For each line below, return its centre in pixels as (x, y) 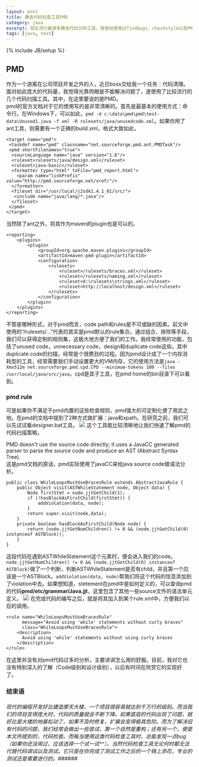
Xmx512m (16, 367)
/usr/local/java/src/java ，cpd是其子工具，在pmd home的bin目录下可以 (95, 374)
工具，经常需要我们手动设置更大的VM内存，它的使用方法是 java (98, 361)
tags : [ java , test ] (30, 34)
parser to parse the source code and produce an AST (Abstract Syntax (92, 451)
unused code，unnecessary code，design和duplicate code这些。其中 (102, 346)
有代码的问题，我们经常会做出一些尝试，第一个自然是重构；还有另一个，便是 (99, 729)
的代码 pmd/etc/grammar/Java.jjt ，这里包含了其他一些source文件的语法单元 (99, 591)
